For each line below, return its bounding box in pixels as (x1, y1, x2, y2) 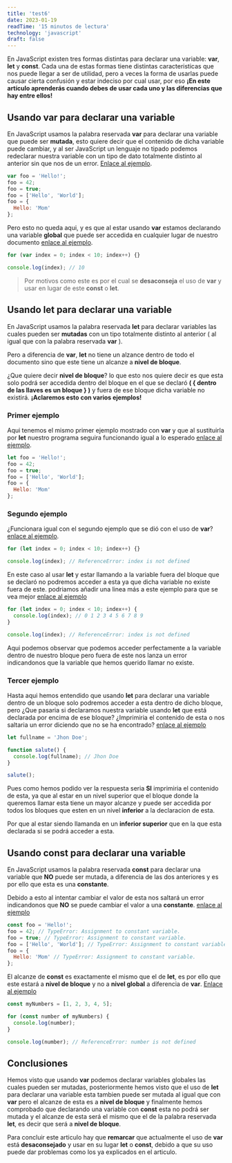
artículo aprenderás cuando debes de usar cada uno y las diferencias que (7, 84, 222, 93)
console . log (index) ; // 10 (7, 264, 85, 271)
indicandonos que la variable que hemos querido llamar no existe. (7, 658, 195, 667)
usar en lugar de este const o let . (23, 284, 119, 292)
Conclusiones (7, 1057, 68, 1069)
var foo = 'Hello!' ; (7, 172, 67, 180)
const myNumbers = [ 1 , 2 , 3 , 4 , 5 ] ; (7, 1001, 113, 1008)
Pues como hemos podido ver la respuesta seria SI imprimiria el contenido (7, 784, 219, 793)
